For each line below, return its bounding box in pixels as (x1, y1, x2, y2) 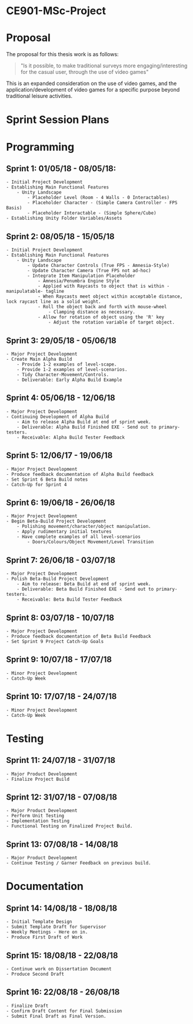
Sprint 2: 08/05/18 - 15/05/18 (6, 231, 115, 242)
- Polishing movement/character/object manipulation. (16, 524, 151, 530)
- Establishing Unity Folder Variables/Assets (6, 216, 122, 221)
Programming (6, 140, 75, 154)
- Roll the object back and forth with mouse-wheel (37, 304, 167, 310)
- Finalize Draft (6, 1003, 49, 1009)
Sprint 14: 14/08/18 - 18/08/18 (6, 903, 118, 913)
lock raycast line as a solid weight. (6, 299, 101, 305)
